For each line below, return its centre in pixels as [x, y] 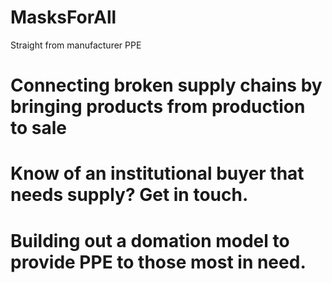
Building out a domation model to [150, 240]
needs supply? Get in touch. [129, 195]
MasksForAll [63, 17]
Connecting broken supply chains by [166, 85]
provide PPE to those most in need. [158, 262]
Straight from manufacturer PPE [76, 45]
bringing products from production [158, 107]
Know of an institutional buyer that [157, 173]
